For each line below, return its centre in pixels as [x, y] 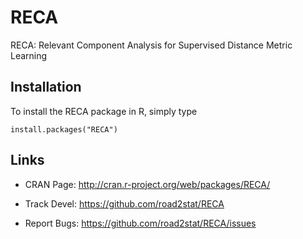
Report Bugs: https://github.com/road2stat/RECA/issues [140, 223]
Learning [29, 55]
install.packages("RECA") [64, 129]
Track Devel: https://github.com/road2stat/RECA [124, 203]
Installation [46, 87]
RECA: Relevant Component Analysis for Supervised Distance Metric [151, 45]
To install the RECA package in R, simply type [104, 111]
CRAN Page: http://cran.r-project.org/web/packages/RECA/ [147, 184]
